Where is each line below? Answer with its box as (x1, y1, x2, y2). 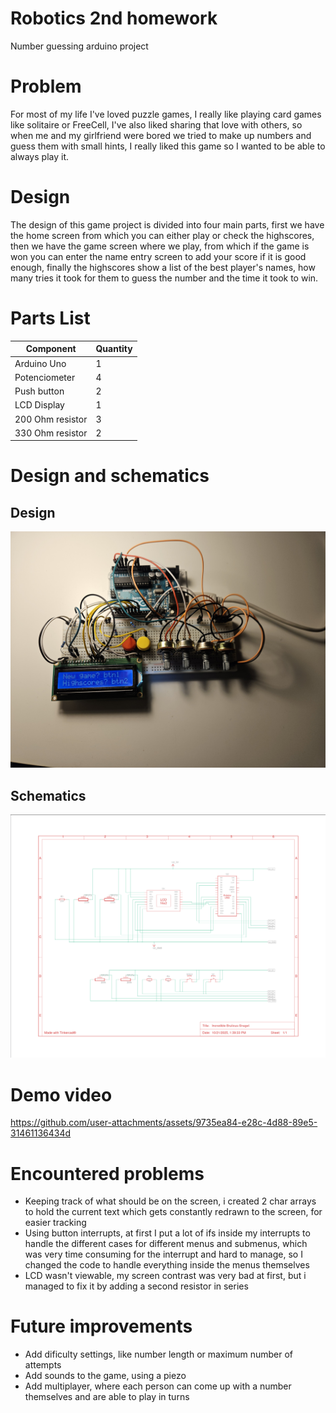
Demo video (10, 1083, 113, 1106)
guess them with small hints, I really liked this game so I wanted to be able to (10, 140, 326, 152)
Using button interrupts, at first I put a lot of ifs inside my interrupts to (24, 1227, 311, 1239)
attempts (24, 1359, 62, 1371)
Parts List (10, 307, 91, 329)
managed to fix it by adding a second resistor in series (24, 1280, 249, 1292)
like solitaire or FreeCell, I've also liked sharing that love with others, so (10, 118, 303, 131)
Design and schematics (10, 465, 210, 487)
